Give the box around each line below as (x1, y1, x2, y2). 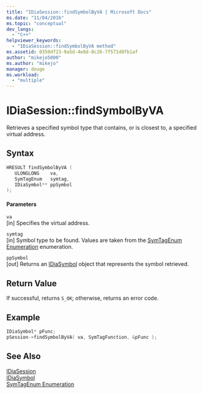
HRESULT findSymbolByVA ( (6, 164, 72, 170)
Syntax (6, 148, 34, 159)
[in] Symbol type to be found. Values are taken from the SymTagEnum (6, 237, 182, 244)
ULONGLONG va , (14, 170, 59, 176)
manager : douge (6, 66, 45, 72)
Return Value (6, 278, 57, 289)
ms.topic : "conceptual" (6, 20, 67, 26)
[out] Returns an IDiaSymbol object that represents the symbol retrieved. (6, 260, 190, 268)
